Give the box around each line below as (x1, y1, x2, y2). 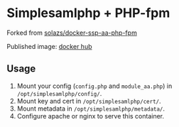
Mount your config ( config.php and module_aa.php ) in (16, 82, 173, 90)
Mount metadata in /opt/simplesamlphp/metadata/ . (16, 104, 165, 113)
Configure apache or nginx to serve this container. (16, 111, 165, 120)
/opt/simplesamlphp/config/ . (16, 89, 102, 97)
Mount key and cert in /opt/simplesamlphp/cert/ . (16, 96, 161, 105)
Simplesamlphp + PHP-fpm (6, 5, 170, 21)
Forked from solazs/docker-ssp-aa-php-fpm (6, 28, 138, 37)
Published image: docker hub (6, 42, 92, 50)
